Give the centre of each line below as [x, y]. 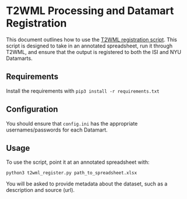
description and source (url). [40, 190]
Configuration [32, 109]
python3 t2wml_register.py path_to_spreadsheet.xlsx [72, 173]
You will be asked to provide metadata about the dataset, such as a [87, 184]
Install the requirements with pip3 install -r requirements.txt [83, 91]
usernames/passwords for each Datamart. [57, 130]
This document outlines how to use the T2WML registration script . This [91, 39]
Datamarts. [19, 58]
